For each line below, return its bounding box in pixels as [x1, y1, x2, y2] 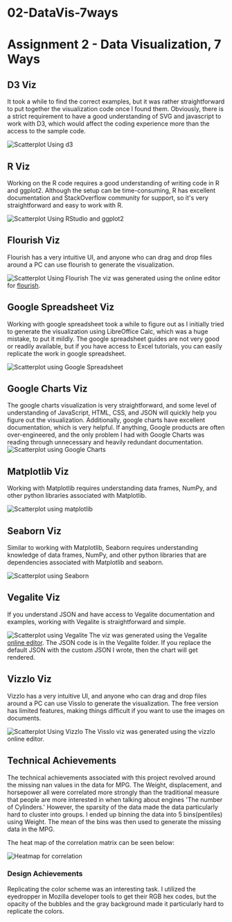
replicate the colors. [7, 907, 64, 915]
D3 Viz [7, 78, 37, 91]
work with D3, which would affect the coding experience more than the [7, 119, 210, 128]
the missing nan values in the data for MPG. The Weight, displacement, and [7, 780, 222, 789]
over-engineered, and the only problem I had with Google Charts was [7, 430, 205, 439]
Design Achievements [7, 869, 83, 879]
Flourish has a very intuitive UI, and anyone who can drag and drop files [7, 253, 213, 261]
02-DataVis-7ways [7, 5, 119, 21]
